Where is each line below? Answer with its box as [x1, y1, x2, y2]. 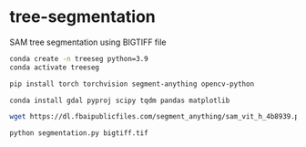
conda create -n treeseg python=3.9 [9, 54, 148, 63]
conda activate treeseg [9, 62, 100, 72]
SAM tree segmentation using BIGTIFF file [9, 37, 167, 47]
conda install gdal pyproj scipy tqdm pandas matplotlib [9, 96, 230, 105]
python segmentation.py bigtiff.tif [9, 129, 148, 138]
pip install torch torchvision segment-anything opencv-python [9, 79, 255, 89]
